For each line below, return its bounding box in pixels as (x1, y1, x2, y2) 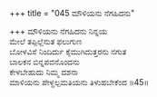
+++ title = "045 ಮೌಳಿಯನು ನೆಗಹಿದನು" (9, 8, 135, 18)
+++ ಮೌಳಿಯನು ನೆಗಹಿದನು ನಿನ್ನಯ (9, 26, 108, 36)
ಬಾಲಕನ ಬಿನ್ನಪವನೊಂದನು (9, 56, 80, 67)
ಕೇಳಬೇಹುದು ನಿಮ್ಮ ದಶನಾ (9, 67, 79, 77)
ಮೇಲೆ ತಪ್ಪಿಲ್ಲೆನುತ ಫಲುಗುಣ (9, 36, 83, 46)
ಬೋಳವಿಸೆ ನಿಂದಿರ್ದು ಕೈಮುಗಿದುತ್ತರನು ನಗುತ (9, 46, 127, 57)
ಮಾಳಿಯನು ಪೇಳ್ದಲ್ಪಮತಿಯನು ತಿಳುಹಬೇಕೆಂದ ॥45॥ (9, 77, 150, 87)
